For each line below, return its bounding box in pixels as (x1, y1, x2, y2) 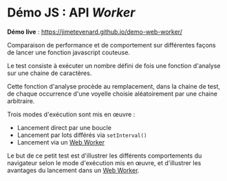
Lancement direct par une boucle (17, 123, 112, 131)
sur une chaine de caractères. (7, 69, 92, 77)
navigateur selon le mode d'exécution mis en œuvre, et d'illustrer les (7, 158, 202, 167)
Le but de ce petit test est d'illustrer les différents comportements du (7, 151, 202, 160)
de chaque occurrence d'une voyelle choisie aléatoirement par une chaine (7, 89, 218, 98)
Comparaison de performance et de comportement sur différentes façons (7, 41, 216, 49)
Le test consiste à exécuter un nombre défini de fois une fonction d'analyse (7, 61, 221, 70)
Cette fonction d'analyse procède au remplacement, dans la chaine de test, (7, 82, 221, 90)
